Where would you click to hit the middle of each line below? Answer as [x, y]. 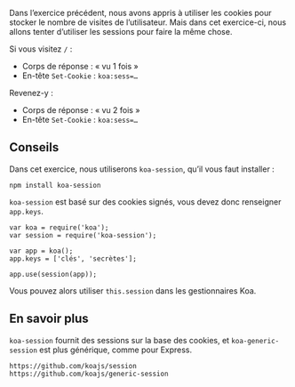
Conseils [34, 147]
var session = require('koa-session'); [83, 235]
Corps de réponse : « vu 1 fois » [80, 66]
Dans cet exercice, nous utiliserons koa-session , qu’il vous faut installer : [142, 169]
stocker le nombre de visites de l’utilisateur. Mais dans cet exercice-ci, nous [148, 22]
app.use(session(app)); [53, 274]
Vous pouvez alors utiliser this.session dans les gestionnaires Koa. [133, 290]
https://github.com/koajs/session [73, 366]
